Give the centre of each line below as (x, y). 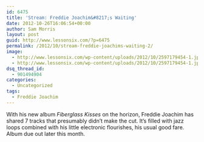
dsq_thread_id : (25, 69)
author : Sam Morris (31, 29)
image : (15, 52)
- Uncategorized (32, 86)
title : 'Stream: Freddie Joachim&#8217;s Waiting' (72, 18)
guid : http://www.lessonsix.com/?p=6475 (58, 40)
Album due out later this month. (46, 133)
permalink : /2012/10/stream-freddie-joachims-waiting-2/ (80, 46)
